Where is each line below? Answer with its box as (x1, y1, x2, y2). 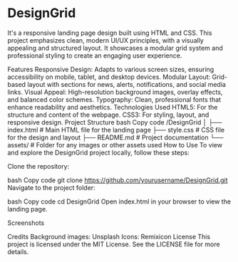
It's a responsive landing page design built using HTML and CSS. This (7, 28, 212, 37)
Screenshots (7, 219, 45, 227)
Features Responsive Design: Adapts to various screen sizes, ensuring (7, 65, 214, 73)
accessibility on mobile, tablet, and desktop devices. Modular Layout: (7, 73, 211, 81)
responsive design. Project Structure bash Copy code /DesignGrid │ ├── (7, 117, 222, 126)
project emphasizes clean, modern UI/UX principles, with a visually (7, 36, 205, 44)
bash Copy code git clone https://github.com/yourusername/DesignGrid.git (7, 176, 228, 184)
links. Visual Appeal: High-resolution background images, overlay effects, (7, 88, 223, 96)
